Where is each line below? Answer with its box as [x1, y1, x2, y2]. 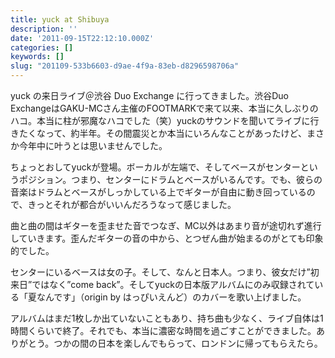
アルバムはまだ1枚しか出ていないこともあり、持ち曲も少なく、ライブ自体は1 [10, 312, 324, 324]
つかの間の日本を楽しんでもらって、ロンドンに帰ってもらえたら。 [53, 337, 323, 349]
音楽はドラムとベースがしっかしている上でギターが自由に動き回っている [10, 186, 307, 198]
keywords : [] [10, 52, 65, 62]
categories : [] [10, 42, 74, 53]
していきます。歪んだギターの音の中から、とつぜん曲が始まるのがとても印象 [10, 232, 324, 244]
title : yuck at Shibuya [10, 14, 110, 25]
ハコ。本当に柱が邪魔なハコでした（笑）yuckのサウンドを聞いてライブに [10, 115, 311, 126]
